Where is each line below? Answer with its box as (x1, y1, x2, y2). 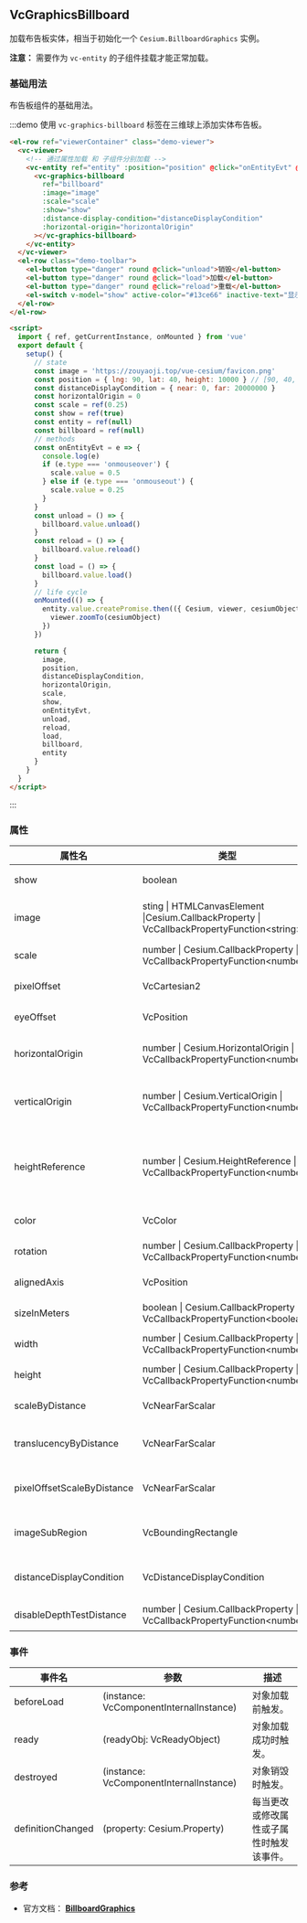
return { (33, 646, 68, 656)
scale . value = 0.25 (49, 486, 125, 495)
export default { (17, 341, 84, 350)
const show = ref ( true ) (33, 409, 125, 419)
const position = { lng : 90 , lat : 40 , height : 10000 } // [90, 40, (33, 375, 297, 384)
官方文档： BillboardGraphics (22, 1902, 135, 1914)
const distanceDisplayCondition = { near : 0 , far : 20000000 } (33, 383, 276, 392)
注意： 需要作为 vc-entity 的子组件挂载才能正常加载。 (9, 52, 214, 63)
